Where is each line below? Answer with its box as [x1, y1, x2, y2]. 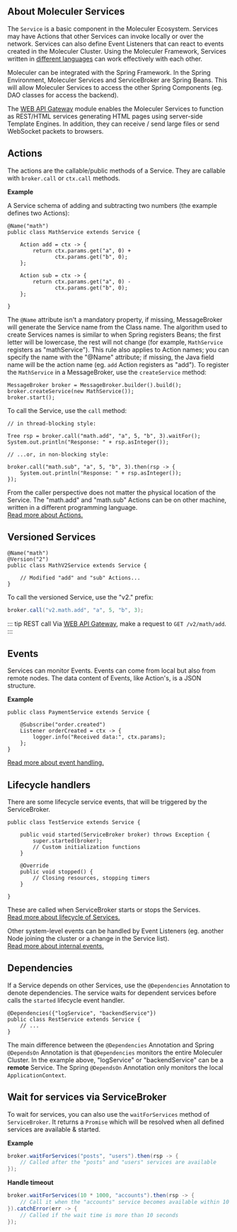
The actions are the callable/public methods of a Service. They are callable [7, 166, 226, 175]
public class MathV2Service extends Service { [7, 562, 147, 569]
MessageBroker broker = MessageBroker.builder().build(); [7, 381, 182, 388]
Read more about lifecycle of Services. [7, 912, 120, 922]
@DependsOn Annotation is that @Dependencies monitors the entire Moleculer [7, 1048, 223, 1057]
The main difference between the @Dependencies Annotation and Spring [7, 1040, 214, 1049]
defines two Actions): [7, 209, 70, 217]
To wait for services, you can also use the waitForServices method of [7, 1110, 210, 1118]
